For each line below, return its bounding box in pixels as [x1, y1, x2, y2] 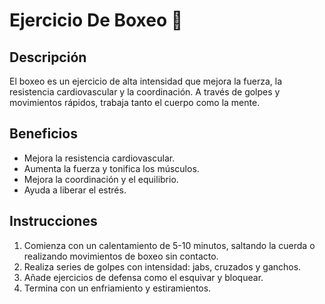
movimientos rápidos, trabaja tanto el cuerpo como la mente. [9, 97, 261, 108]
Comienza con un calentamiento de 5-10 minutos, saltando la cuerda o [23, 239, 316, 251]
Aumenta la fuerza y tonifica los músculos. [23, 162, 200, 174]
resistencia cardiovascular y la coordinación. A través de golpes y [9, 86, 281, 98]
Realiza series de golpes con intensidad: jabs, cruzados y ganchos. [23, 260, 302, 273]
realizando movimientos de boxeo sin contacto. [23, 250, 219, 262]
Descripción [9, 49, 87, 66]
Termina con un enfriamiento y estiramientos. [23, 282, 212, 294]
